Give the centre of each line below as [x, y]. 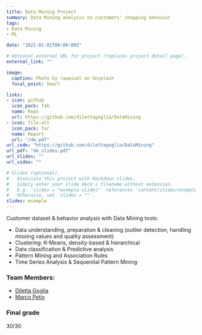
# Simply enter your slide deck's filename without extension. [90, 184]
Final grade [23, 313]
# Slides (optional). [33, 173]
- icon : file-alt [28, 123]
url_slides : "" [25, 157]
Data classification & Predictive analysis [64, 249]
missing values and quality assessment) [64, 236]
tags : [13, 23]
